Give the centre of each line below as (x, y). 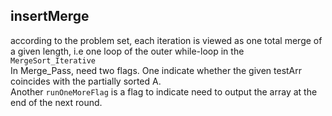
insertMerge (50, 16)
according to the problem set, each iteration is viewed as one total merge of (166, 40)
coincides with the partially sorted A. (86, 81)
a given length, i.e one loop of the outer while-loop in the (127, 51)
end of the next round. (56, 102)
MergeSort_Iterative (53, 60)
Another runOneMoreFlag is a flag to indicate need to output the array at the (164, 91)
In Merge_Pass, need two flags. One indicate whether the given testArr (156, 70)
